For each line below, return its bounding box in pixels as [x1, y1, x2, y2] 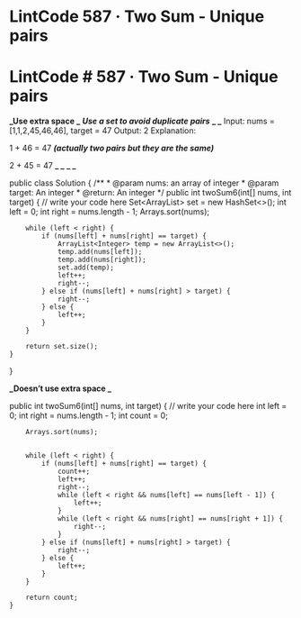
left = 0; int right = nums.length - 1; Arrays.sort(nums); [9, 206, 210, 217]
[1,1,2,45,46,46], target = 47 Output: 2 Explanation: [9, 125, 197, 136]
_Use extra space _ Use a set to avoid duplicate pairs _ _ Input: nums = [9, 115, 276, 127]
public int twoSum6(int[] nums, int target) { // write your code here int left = [9, 401, 288, 412]
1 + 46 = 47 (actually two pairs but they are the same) [9, 142, 215, 154]
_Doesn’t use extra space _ [9, 383, 112, 394]
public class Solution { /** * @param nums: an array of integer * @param [9, 177, 279, 188]
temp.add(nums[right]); [57, 255, 146, 265]
